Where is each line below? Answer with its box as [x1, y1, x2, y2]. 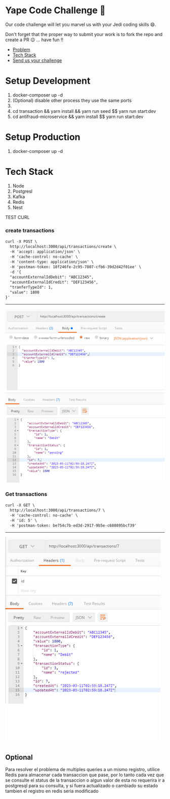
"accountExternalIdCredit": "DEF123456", [10, 280, 99, 285]
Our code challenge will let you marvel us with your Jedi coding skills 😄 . [5, 21, 156, 27]
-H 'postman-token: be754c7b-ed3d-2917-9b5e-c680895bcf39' [10, 523, 137, 528]
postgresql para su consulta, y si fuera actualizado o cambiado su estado [5, 782, 158, 788]
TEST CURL [5, 214, 30, 220]
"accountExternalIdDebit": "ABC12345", [10, 274, 94, 280]
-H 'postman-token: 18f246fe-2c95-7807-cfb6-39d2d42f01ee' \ [10, 264, 142, 270]
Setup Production [5, 132, 81, 143]
